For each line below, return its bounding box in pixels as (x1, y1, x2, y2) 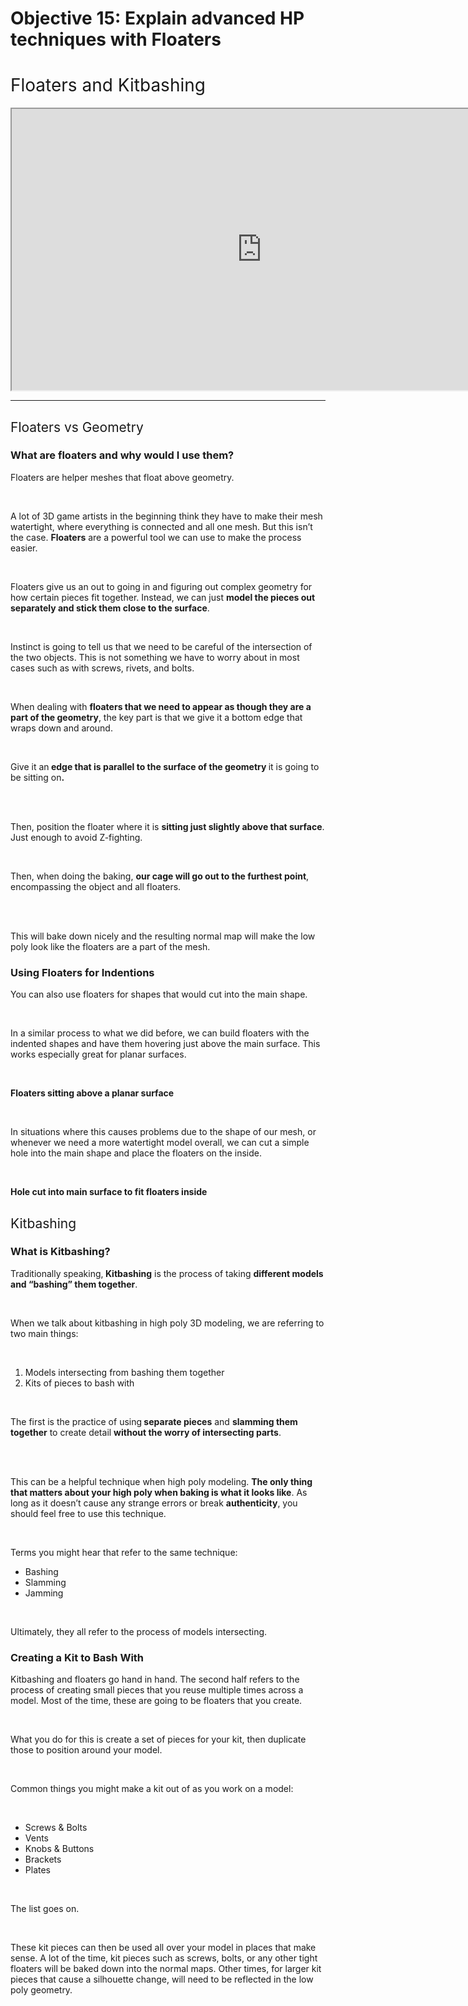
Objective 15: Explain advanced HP (10, 7, 305, 30)
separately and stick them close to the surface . (10, 602, 210, 614)
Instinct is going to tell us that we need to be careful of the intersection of (10, 640, 313, 652)
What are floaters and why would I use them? (10, 448, 235, 462)
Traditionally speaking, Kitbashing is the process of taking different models (10, 1267, 324, 1279)
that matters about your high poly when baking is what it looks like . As (10, 1486, 308, 1498)
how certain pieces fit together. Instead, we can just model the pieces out (10, 591, 316, 603)
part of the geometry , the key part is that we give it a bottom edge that (10, 711, 303, 723)
